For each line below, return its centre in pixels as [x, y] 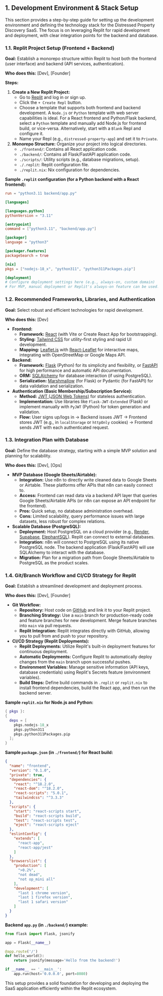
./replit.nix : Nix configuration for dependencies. [70, 170]
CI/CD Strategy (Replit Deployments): [51, 641]
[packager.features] [26, 251]
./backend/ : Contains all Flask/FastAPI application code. [75, 154]
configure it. [31, 134]
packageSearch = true [27, 256]
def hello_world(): [25, 956]
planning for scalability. [28, 456]
